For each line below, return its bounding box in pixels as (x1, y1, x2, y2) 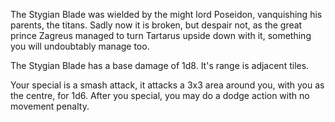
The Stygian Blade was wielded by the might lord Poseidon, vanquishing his (10, 9, 323, 20)
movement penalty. (10, 100, 90, 112)
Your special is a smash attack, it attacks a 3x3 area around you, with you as (10, 79, 325, 91)
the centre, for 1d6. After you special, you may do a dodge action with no (10, 90, 310, 101)
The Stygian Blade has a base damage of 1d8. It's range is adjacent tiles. (10, 60, 310, 71)
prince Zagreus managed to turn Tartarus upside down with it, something (10, 30, 312, 41)
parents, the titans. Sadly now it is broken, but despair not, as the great (10, 19, 303, 31)
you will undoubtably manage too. (10, 40, 150, 52)
